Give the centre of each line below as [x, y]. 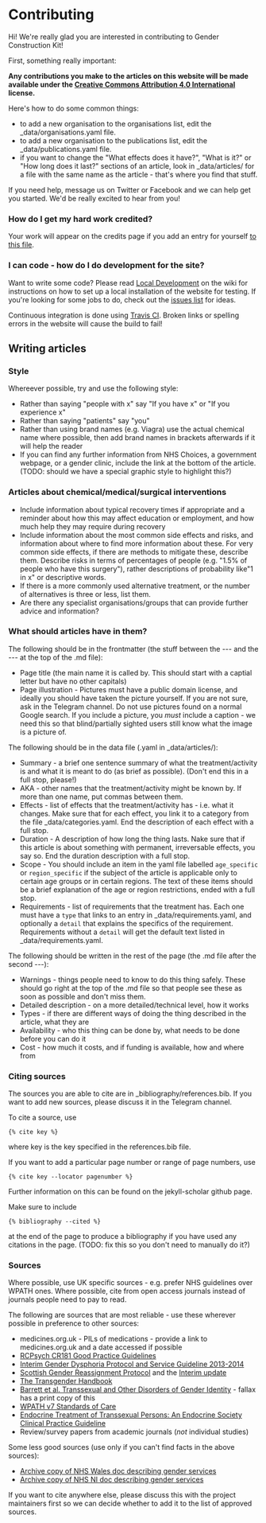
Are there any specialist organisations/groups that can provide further [134, 602]
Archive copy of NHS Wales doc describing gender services [118, 1471]
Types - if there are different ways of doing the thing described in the [133, 1013]
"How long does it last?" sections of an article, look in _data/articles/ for [137, 166]
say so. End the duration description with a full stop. [105, 855]
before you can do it [53, 1038]
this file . [21, 245]
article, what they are [54, 1022]
